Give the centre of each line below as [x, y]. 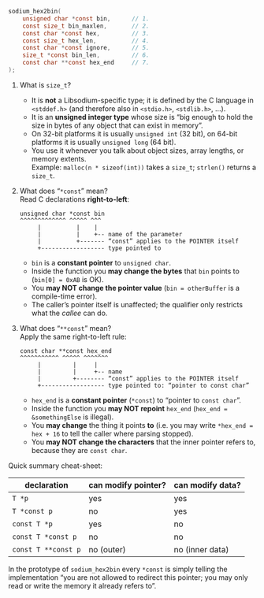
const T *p [32, 524]
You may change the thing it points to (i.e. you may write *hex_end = [142, 425]
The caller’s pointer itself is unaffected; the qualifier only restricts [137, 304]
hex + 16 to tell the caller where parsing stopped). [112, 433]
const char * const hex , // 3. [86, 33]
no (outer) [107, 549]
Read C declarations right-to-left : [74, 199]
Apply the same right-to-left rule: [73, 336]
